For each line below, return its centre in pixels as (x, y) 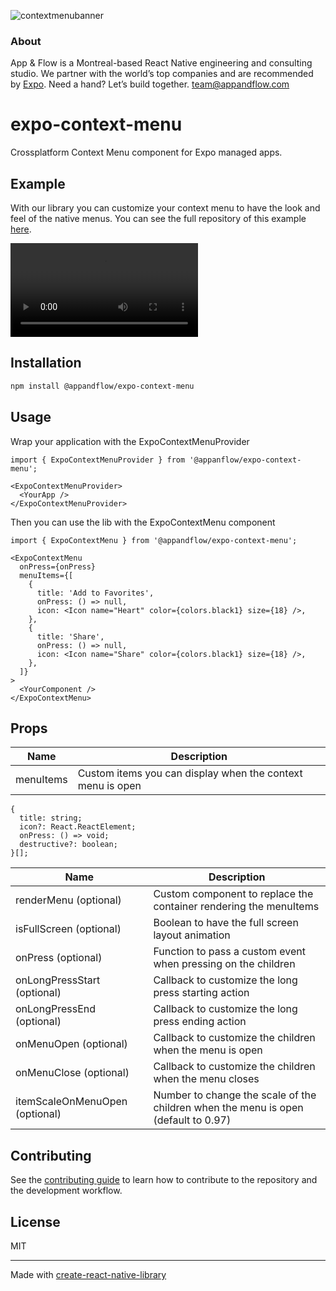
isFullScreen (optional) (68, 929)
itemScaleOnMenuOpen (71, 1102)
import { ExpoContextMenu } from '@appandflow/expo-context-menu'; (154, 540)
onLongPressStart (58, 980)
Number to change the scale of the (235, 1095)
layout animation (192, 935)
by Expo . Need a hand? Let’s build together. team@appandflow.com (150, 84)
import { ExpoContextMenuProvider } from (98, 460)
